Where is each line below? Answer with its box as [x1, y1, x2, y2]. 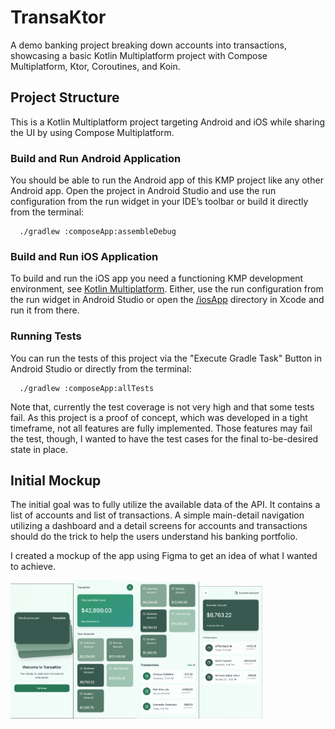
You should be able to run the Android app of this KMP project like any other [10, 174, 324, 186]
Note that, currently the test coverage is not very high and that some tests [10, 401, 315, 413]
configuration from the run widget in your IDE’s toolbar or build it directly [10, 196, 309, 208]
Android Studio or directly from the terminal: [10, 362, 192, 375]
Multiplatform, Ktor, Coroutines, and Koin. [10, 60, 181, 72]
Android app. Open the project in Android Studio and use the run [10, 185, 277, 197]
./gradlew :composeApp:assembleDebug [19, 227, 177, 237]
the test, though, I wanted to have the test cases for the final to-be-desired [10, 432, 319, 445]
